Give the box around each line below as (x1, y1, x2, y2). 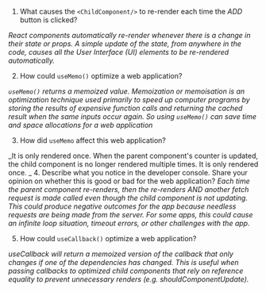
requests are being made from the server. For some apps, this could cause (8, 210, 253, 219)
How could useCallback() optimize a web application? (19, 234, 197, 243)
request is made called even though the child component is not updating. (8, 194, 249, 202)
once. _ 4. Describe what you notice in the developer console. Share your (8, 168, 249, 177)
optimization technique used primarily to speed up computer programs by (8, 95, 250, 104)
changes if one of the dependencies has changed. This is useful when (8, 258, 239, 267)
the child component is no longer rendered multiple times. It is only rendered (8, 159, 259, 169)
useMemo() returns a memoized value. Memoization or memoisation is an (8, 86, 245, 96)
